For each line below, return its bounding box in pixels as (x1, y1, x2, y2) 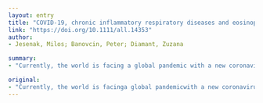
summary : (8, 55, 37, 62)
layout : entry (8, 11, 55, 20)
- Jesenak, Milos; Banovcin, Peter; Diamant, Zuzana (8, 41, 184, 48)
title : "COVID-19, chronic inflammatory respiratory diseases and (8, 19, 229, 27)
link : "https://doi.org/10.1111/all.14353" (8, 26, 153, 34)
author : (8, 33, 34, 41)
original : (8, 76, 41, 83)
